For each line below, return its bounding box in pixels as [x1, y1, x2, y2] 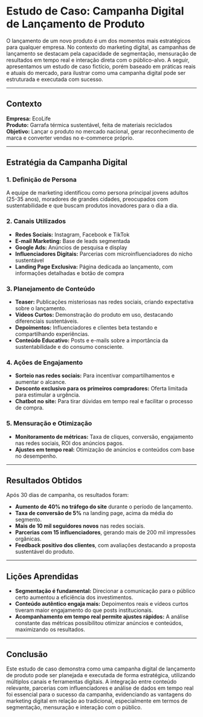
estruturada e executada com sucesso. [6, 76, 104, 83]
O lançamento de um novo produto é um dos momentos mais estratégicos [6, 37, 191, 44]
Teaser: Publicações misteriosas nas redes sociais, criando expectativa [14, 298, 194, 306]
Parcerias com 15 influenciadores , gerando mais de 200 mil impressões [14, 529, 196, 536]
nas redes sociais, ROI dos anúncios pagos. [14, 440, 124, 447]
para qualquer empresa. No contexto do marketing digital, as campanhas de [6, 44, 196, 51]
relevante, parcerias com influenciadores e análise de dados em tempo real [6, 684, 194, 692]
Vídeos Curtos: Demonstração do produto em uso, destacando [14, 311, 173, 319]
